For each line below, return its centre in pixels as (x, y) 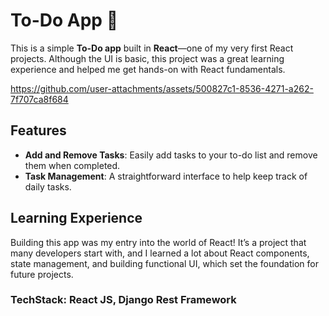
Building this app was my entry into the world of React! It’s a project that (158, 242)
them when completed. (72, 165)
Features (38, 130)
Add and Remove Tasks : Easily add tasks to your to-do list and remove (171, 155)
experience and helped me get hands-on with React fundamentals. (148, 69)
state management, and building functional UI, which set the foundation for (164, 263)
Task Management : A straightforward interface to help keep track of (166, 176)
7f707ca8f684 (39, 99)
